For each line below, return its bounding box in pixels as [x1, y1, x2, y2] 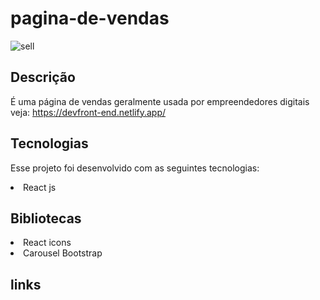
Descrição [10, 69, 76, 86]
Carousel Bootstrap [23, 247, 103, 259]
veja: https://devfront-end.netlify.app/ [10, 106, 167, 118]
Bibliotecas [10, 210, 82, 227]
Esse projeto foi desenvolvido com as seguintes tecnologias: [10, 162, 260, 174]
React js [23, 181, 57, 193]
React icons [23, 237, 72, 249]
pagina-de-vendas [10, 7, 170, 30]
